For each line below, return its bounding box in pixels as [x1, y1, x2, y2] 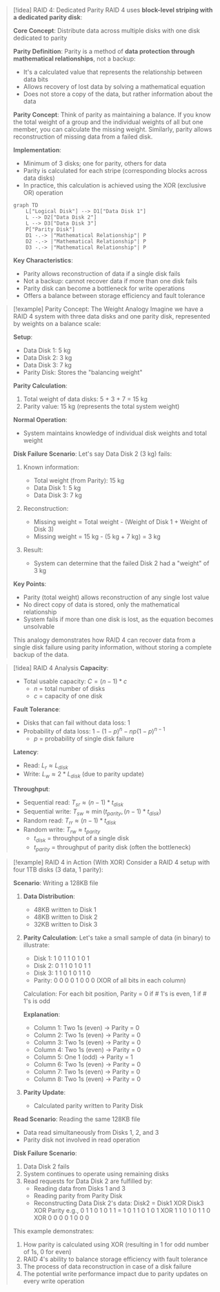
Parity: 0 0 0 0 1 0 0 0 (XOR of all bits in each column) [33, 976, 187, 985]
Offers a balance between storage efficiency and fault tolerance [23, 292, 206, 299]
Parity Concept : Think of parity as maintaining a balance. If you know [12, 110, 211, 119]
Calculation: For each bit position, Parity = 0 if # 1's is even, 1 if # [23, 989, 208, 998]
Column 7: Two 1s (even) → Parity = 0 [33, 1068, 141, 1076]
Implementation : [12, 146, 61, 154]
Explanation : [23, 1010, 61, 1019]
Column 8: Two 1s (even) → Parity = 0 [33, 1075, 141, 1083]
